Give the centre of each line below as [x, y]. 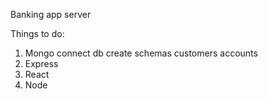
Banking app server [51, 14]
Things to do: [37, 33]
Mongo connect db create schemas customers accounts [141, 53]
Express [41, 63]
